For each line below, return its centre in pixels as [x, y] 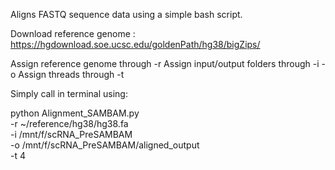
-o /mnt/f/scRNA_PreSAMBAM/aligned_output [105, 145]
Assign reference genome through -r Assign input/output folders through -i [165, 63]
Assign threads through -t [71, 74]
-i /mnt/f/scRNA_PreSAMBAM [71, 134]
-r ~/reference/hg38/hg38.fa [69, 123]
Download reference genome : [73, 33]
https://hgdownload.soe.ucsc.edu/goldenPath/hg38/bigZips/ [135, 44]
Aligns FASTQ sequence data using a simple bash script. [126, 14]
